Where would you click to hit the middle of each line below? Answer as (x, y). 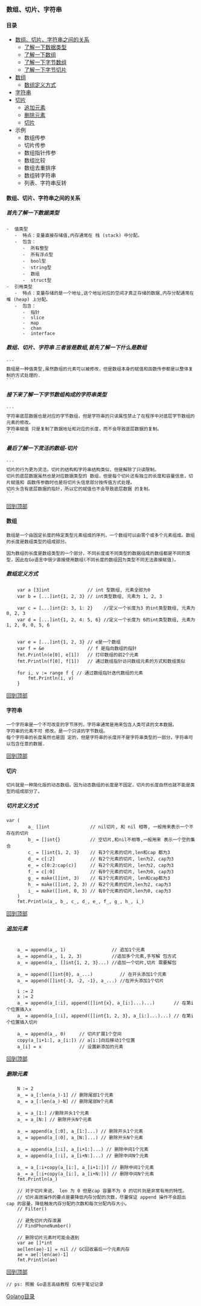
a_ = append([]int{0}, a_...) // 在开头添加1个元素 (92, 975)
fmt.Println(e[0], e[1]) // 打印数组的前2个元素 (78, 655)
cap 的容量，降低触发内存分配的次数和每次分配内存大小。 (68, 1204)
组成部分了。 (29, 792)
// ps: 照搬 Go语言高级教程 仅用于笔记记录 (55, 1285)
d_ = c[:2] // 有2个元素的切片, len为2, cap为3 (101, 859)
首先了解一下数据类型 (33, 213)
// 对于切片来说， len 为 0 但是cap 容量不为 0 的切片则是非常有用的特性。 (102, 1191)
